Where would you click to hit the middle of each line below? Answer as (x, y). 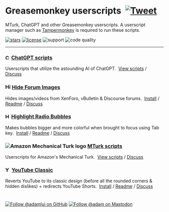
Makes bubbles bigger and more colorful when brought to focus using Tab (82, 127)
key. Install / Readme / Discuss (37, 133)
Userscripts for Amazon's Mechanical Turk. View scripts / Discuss (74, 157)
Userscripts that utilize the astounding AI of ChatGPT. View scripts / (76, 68)
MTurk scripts (105, 146)
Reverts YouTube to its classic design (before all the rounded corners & (79, 181)
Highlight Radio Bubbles (41, 117)
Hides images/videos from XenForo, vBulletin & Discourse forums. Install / (82, 98)
